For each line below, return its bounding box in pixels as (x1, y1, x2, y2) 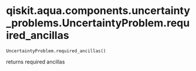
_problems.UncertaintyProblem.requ (6, 16, 190, 30)
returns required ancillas (6, 58, 65, 65)
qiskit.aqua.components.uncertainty (6, 4, 191, 17)
